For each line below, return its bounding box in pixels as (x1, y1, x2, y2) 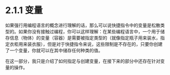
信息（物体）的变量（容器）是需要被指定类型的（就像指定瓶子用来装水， (9, 35, 160, 41)
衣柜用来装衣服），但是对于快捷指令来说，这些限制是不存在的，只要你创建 (9, 41, 163, 47)
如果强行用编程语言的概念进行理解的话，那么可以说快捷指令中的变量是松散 (5, 22, 160, 28)
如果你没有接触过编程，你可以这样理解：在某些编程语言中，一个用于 (18, 28, 160, 34)
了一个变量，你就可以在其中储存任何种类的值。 (5, 47, 103, 53)
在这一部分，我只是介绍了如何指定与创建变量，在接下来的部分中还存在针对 (5, 58, 160, 64)
